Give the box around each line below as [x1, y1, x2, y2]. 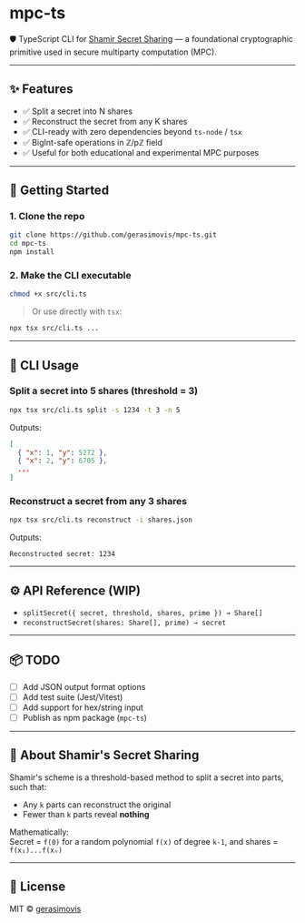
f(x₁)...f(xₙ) [9, 846, 64, 855]
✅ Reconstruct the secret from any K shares [22, 116, 188, 127]
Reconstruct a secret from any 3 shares [9, 494, 188, 507]
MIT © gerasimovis [9, 903, 82, 914]
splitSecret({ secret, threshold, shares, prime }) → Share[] [22, 609, 263, 618]
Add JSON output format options [22, 681, 146, 692]
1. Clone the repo [9, 210, 85, 223]
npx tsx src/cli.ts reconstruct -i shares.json [9, 515, 193, 525]
